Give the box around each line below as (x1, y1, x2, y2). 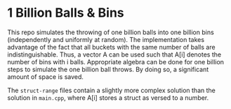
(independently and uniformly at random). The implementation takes (7, 35, 205, 43)
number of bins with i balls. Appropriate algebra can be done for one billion (7, 57, 225, 66)
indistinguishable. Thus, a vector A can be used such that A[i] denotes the (7, 50, 222, 59)
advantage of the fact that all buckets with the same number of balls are (7, 43, 216, 51)
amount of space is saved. (7, 72, 84, 81)
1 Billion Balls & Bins (7, 5, 124, 21)
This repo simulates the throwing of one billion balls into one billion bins (7, 28, 214, 36)
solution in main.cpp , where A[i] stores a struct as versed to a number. (7, 93, 209, 102)
